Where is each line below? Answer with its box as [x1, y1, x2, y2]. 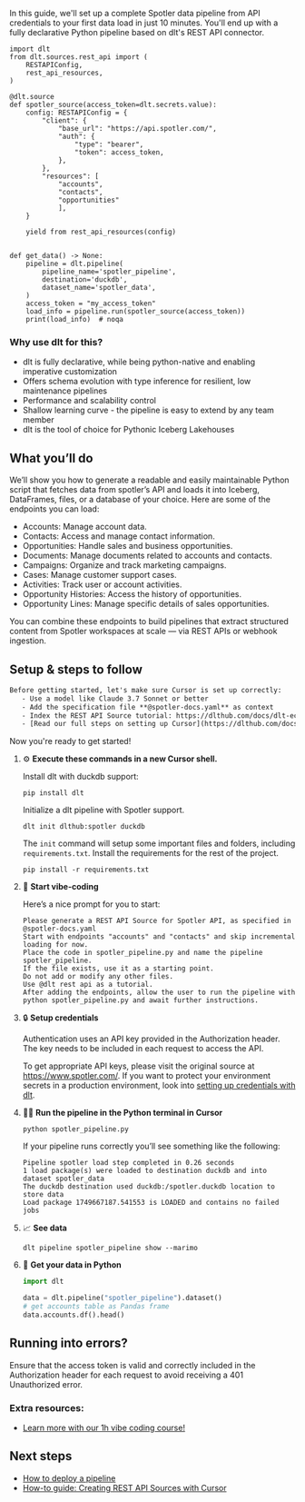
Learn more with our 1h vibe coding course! [22, 1422, 186, 1433]
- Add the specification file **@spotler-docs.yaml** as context [21, 702, 274, 711]
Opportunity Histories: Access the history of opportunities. [22, 589, 242, 600]
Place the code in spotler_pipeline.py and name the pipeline [22, 949, 263, 958]
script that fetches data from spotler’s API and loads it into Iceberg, [9, 484, 261, 495]
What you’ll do [9, 450, 93, 466]
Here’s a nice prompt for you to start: [22, 899, 161, 910]
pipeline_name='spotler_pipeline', [42, 267, 177, 276]
